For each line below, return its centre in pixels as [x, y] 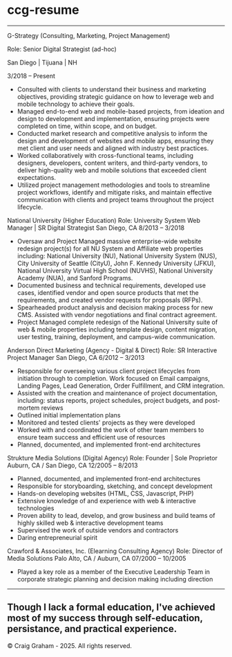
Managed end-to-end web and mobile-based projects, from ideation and [120, 111]
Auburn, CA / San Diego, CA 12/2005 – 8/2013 [72, 465]
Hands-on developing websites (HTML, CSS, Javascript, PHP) [106, 493]
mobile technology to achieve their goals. [76, 104]
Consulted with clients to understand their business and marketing [112, 89]
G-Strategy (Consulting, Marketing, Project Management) [89, 35]
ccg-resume [43, 10]
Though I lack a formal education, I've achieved [111, 607]
